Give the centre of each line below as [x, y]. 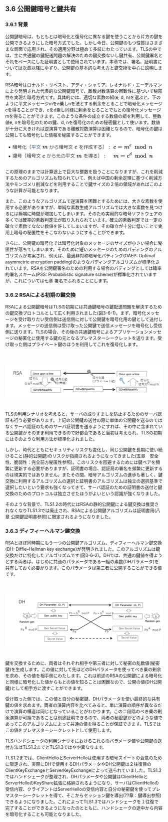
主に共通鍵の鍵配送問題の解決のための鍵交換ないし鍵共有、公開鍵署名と [88, 55]
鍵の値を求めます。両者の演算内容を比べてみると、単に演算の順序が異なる [81, 705]
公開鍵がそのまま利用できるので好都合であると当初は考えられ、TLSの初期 [86, 432]
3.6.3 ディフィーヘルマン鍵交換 [43, 531]
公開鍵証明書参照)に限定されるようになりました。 [62, 517]
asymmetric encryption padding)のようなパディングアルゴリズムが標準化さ [82, 262]
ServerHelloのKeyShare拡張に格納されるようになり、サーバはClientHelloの [82, 783]
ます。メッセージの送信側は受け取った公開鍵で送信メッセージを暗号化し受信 [84, 325]
